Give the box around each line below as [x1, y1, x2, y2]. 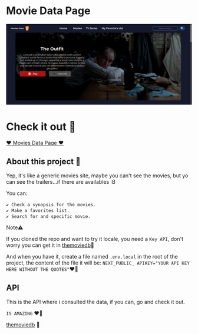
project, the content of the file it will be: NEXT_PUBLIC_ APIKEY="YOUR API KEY [6, 259, 190, 266]
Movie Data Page [6, 4, 91, 18]
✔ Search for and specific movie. [6, 214, 91, 220]
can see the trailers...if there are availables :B [6, 178, 116, 186]
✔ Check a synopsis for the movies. [6, 202, 96, 208]
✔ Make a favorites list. [6, 208, 70, 214]
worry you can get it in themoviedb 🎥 [6, 242, 94, 249]
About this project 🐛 [6, 156, 81, 166]
